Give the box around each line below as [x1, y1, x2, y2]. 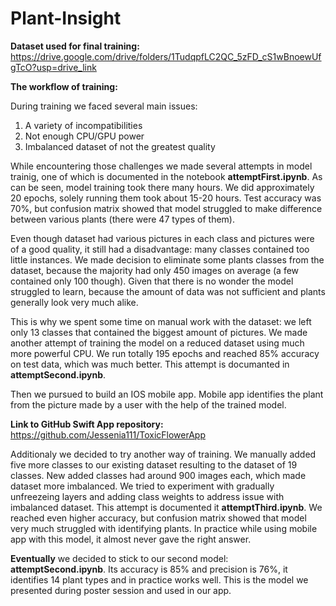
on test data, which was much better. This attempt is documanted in [10, 358, 290, 370]
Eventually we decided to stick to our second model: [10, 552, 229, 564]
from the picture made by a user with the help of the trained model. [10, 398, 287, 411]
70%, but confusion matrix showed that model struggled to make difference [10, 202, 323, 214]
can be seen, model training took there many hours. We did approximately [10, 181, 315, 193]
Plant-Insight [10, 7, 122, 30]
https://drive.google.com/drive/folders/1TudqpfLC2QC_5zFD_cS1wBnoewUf [10, 50, 322, 62]
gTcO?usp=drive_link [10, 61, 97, 73]
